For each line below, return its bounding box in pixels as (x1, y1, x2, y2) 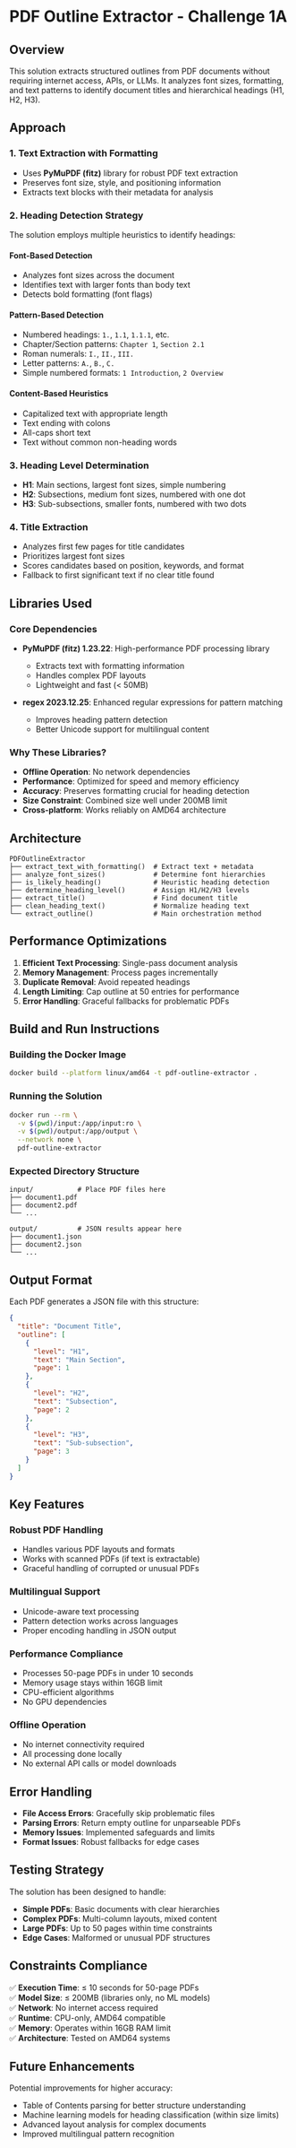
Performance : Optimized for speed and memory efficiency (21, 776, 240, 787)
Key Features (9, 1497, 85, 1512)
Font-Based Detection (9, 249, 93, 261)
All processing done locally (21, 1749, 123, 1760)
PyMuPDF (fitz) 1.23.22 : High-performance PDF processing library (21, 643, 270, 654)
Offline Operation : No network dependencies (21, 767, 190, 778)
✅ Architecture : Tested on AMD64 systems (9, 2032, 171, 2043)
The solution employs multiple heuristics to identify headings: (9, 229, 236, 239)
